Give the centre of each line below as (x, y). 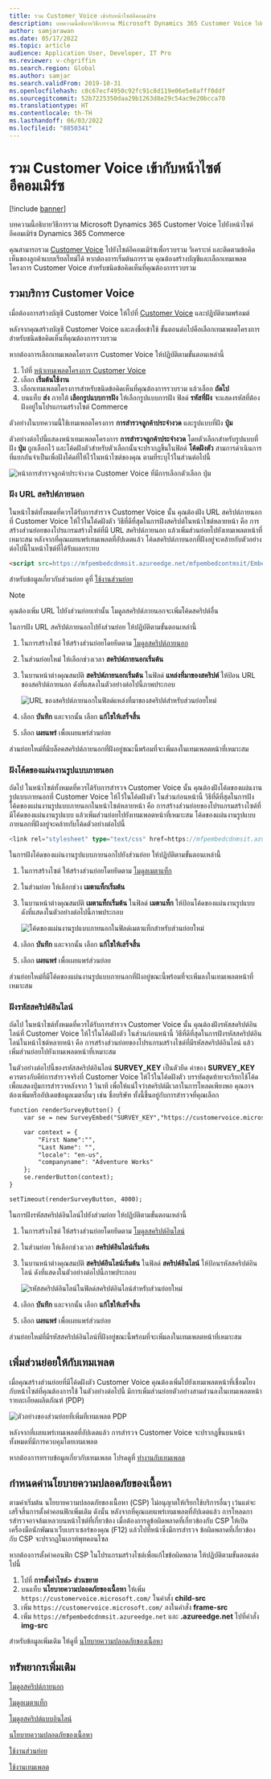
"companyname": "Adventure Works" (96, 1162)
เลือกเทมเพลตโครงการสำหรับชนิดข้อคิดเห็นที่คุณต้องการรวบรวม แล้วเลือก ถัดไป (125, 389)
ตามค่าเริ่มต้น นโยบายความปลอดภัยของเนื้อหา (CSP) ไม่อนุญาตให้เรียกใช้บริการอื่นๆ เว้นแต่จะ (133, 1503)
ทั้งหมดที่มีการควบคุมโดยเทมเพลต (53, 1441)
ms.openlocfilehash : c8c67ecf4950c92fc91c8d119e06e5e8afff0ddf (117, 91)
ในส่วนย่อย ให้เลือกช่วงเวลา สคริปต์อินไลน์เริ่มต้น (85, 1247)
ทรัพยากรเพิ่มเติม (42, 1667)
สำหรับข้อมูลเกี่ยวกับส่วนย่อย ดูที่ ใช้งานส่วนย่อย (71, 579)
